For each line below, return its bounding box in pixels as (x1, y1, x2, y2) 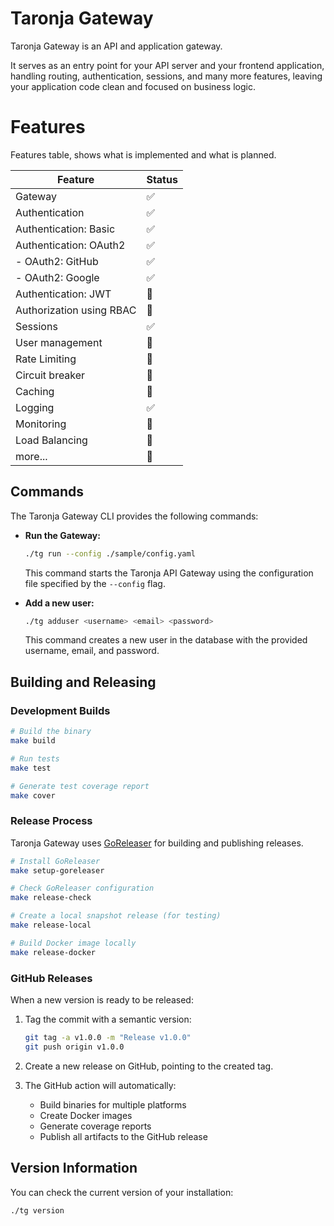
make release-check (10, 893, 92, 903)
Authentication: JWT (15, 287, 112, 301)
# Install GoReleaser (10, 856, 101, 866)
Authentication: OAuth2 (15, 238, 126, 252)
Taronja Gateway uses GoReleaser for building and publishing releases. (10, 837, 304, 849)
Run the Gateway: (24, 529, 101, 541)
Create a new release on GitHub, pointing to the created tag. (24, 1060, 274, 1072)
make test (10, 763, 52, 773)
